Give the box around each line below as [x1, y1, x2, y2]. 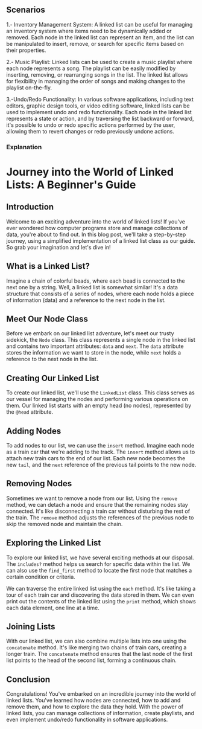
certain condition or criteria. [6, 573, 75, 580]
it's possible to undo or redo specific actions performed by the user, [6, 121, 175, 129]
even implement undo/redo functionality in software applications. [6, 716, 168, 724]
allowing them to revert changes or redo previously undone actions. [6, 127, 175, 135]
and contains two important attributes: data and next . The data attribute [6, 342, 184, 350]
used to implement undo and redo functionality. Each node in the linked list [6, 108, 192, 115]
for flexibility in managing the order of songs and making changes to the [6, 77, 186, 85]
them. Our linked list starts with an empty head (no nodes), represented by [6, 402, 192, 409]
